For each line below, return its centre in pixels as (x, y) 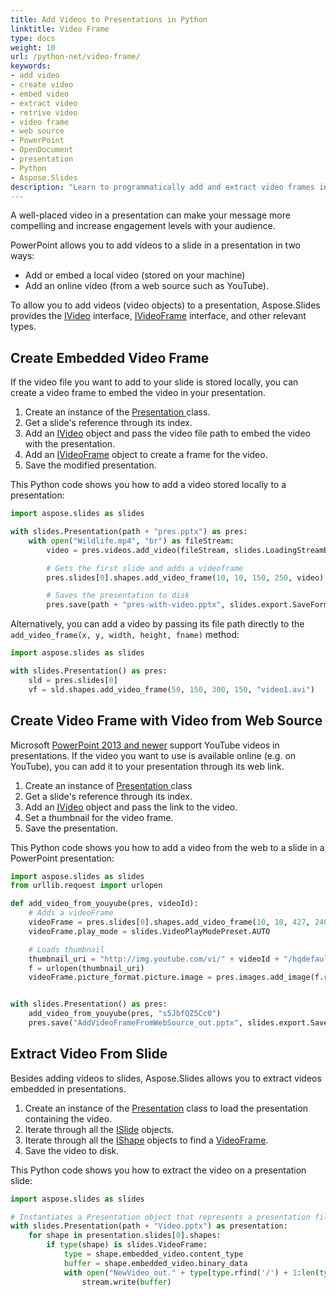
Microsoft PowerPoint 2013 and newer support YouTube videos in (145, 745)
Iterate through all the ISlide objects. (99, 1129)
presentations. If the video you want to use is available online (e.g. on (153, 755)
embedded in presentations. (68, 1088)
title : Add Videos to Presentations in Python (109, 19)
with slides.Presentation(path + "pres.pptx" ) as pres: (129, 532)
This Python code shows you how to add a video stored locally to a (148, 485)
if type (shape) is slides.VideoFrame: (127, 1245)
